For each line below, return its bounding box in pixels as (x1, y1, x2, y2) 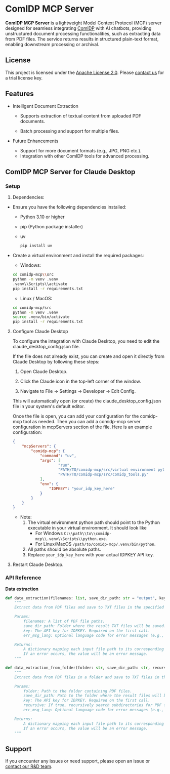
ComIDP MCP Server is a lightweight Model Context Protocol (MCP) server (5, 20, 162, 26)
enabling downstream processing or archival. (5, 41, 100, 47)
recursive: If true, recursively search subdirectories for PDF (23, 703, 162, 708)
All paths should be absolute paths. (27, 546, 101, 552)
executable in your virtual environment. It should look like (27, 525, 147, 531)
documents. (20, 118, 46, 124)
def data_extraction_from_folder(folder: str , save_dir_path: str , (5, 665, 151, 671)
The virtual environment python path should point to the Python (27, 519, 160, 525)
